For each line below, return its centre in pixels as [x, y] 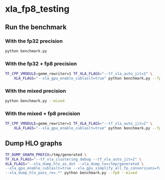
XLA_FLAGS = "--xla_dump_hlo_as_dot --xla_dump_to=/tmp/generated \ [74, 164]
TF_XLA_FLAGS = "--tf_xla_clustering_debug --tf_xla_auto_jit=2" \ [73, 159]
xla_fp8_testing [37, 9]
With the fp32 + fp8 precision [41, 64]
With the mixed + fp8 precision [43, 113]
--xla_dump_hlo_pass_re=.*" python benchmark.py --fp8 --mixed [71, 173]
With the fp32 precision [34, 41]
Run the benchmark [36, 27]
